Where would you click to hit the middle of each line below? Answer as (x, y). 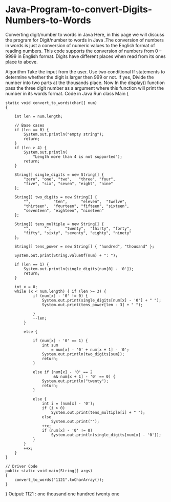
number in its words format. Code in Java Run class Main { (67, 93)
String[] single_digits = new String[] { (59, 175)
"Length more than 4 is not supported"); (78, 157)
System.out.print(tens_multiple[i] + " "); (98, 412)
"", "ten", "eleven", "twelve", (75, 202)
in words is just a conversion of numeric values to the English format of (80, 45)
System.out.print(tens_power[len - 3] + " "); (92, 305)
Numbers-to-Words (48, 20)
